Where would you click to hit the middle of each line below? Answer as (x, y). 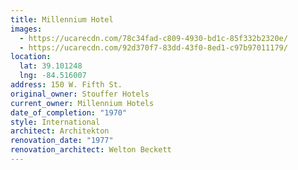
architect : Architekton (60, 131)
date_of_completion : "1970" (69, 112)
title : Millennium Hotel (62, 19)
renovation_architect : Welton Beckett (91, 150)
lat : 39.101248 (51, 66)
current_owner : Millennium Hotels (82, 103)
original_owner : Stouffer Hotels (80, 94)
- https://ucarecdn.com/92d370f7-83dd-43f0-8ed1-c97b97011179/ (153, 47)
